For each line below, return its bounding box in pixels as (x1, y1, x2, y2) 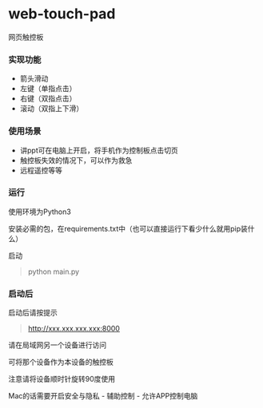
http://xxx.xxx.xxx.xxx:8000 (27, 324, 120, 334)
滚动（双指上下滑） (19, 104, 84, 113)
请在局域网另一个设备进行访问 (8, 340, 106, 350)
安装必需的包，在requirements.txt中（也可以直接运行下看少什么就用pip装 (8, 224, 248, 233)
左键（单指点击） (19, 84, 77, 93)
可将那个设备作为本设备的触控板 (8, 357, 114, 367)
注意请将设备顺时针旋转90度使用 (8, 374, 116, 384)
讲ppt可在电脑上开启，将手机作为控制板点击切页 (19, 145, 178, 155)
